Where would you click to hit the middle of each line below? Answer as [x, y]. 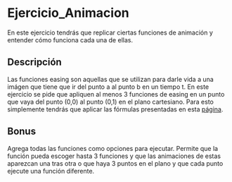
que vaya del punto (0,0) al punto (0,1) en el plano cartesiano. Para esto [111, 102]
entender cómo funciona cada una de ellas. [70, 40]
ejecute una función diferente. [51, 171]
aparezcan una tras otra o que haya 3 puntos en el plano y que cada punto [115, 163]
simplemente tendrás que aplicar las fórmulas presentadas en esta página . [115, 109]
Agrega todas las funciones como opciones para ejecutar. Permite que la [113, 148]
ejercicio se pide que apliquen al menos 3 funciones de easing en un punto [116, 94]
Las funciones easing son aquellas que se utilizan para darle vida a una [111, 79]
